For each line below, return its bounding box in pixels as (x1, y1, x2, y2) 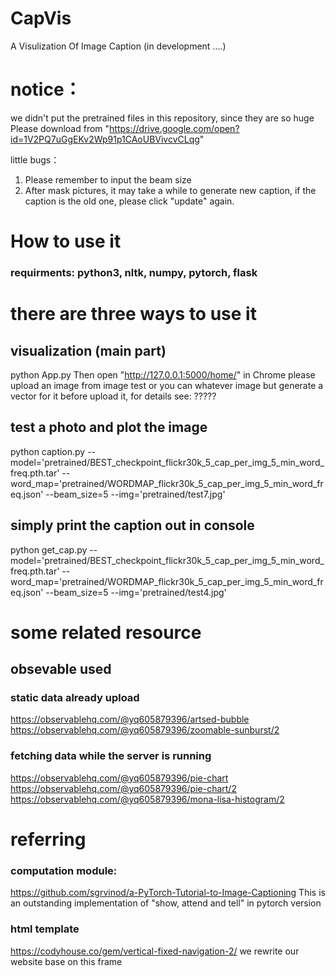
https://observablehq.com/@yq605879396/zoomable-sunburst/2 (10, 724, 280, 736)
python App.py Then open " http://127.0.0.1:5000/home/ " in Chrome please (10, 368, 316, 381)
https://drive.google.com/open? (109, 122, 240, 134)
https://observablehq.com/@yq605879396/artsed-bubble (10, 713, 250, 726)
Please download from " (10, 122, 110, 134)
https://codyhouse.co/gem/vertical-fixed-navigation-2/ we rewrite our (10, 945, 300, 957)
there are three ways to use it (10, 303, 257, 326)
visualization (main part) (10, 342, 167, 359)
